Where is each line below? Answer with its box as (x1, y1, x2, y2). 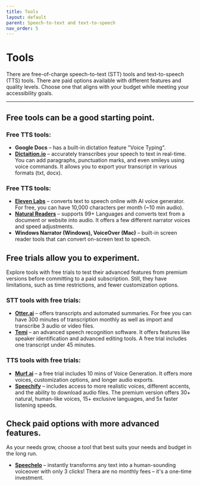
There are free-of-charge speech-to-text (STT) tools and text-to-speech (6, 71, 185, 78)
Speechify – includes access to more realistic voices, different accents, (14, 382, 190, 390)
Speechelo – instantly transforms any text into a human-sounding (14, 462, 176, 469)
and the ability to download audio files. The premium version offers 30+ (14, 388, 191, 396)
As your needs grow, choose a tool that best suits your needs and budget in (6, 444, 192, 451)
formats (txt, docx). (14, 169, 62, 176)
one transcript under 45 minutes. (14, 341, 96, 348)
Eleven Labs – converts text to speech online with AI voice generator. (14, 198, 185, 205)
